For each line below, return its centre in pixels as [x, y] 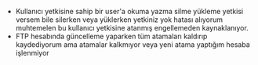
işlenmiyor [32, 53]
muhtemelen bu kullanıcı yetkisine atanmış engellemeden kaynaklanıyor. [132, 28]
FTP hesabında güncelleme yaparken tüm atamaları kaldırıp [111, 36]
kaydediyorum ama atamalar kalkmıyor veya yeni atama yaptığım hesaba [133, 45]
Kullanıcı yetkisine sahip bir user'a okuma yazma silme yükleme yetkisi [129, 11]
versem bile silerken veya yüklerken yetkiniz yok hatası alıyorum [119, 20]
